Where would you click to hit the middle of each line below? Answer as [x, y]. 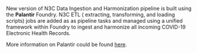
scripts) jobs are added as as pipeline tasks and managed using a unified [95, 21]
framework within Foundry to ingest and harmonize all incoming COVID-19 [96, 27]
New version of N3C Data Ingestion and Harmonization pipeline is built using [99, 8]
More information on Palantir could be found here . [67, 44]
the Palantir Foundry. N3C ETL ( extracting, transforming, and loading [91, 15]
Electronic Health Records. [38, 33]
